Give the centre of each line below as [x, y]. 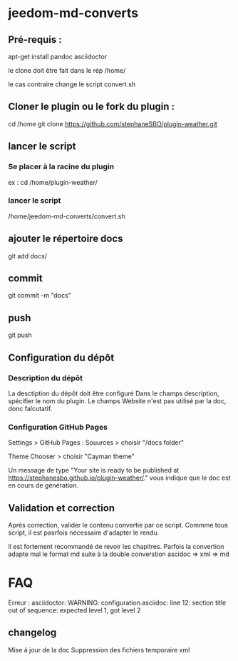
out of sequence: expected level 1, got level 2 [74, 610]
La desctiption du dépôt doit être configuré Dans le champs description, [114, 393]
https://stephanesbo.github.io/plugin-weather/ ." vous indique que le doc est [119, 478]
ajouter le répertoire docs [66, 239]
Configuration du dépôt [61, 357]
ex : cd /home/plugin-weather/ [53, 182]
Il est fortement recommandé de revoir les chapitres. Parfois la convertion [116, 547]
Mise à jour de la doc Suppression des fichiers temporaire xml [99, 650]
